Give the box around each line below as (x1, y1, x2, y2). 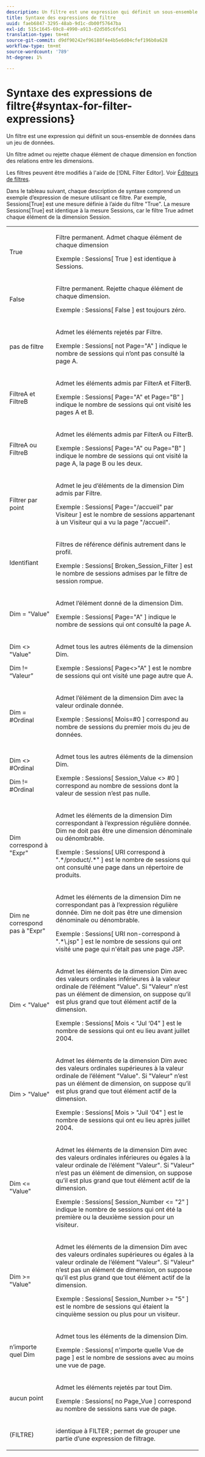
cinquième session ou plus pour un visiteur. (56, 1310, 180, 1318)
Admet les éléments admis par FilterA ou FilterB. (56, 430, 193, 439)
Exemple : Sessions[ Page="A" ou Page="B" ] (56, 444, 186, 452)
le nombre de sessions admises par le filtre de (56, 569, 188, 577)
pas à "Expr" (9, 926, 46, 935)
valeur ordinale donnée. (56, 701, 124, 709)
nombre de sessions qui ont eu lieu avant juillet (56, 1026, 190, 1035)
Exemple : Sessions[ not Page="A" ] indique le (56, 341, 187, 350)
